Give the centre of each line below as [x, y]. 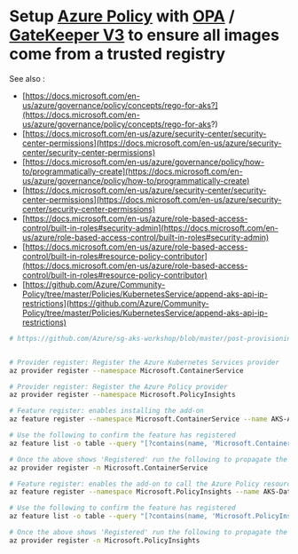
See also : [27, 78]
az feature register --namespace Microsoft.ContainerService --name [138, 419]
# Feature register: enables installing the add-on [106, 411]
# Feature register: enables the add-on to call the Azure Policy [134, 484]
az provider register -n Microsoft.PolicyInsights [105, 540]
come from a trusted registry [118, 54]
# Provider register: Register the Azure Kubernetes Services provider [144, 362]
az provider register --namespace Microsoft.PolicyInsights [123, 395]
